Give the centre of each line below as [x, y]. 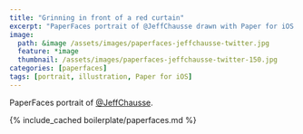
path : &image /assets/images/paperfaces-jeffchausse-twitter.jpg [144, 43]
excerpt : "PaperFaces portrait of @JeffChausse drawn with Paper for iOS [152, 26]
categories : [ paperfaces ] [58, 69]
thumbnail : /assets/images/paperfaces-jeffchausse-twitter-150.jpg [148, 60]
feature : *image [48, 52]
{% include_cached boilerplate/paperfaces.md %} [103, 120]
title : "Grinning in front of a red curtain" [97, 18]
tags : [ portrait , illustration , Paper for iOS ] [101, 77]
